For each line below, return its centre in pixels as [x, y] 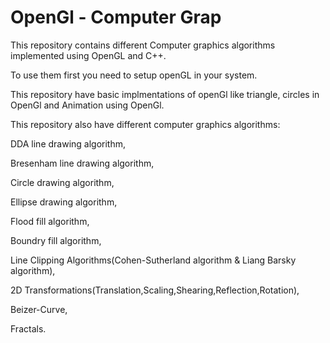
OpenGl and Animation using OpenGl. [87, 105]
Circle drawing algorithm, [62, 182]
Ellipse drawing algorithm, [64, 202]
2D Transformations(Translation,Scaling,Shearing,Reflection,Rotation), [155, 290]
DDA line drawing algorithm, [68, 143]
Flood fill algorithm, [50, 221]
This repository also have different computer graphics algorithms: [145, 124]
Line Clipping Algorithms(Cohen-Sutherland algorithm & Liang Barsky [153, 260]
